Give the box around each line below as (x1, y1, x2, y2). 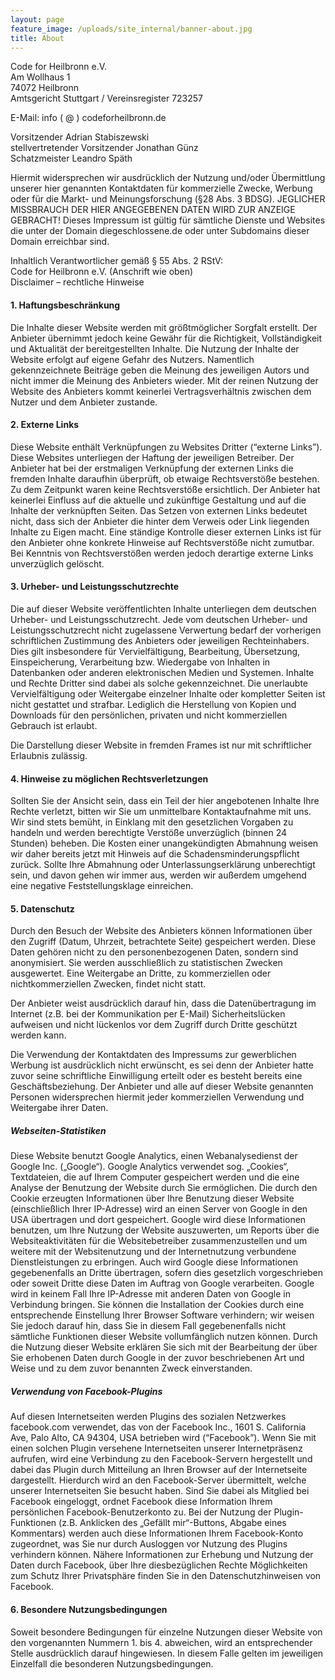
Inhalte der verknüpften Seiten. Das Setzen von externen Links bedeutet (10, 504, 308, 516)
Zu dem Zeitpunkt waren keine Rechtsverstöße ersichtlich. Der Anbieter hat (10, 483, 321, 495)
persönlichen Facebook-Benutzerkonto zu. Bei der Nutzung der (10, 1506, 272, 1518)
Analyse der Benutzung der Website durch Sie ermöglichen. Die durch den (10, 1182, 318, 1194)
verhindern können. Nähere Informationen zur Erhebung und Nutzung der (10, 1549, 314, 1561)
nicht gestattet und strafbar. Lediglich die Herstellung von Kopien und (10, 698, 297, 710)
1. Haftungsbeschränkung (10, 299, 121, 311)
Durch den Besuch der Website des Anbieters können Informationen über (10, 925, 313, 937)
